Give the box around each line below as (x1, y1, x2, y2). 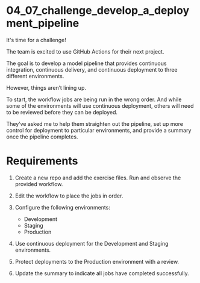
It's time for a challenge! (6, 36, 66, 43)
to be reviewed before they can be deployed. (6, 108, 118, 116)
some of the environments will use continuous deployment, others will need (6, 102, 194, 109)
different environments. (6, 72, 64, 79)
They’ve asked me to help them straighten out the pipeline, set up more (6, 120, 184, 127)
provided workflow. (14, 180, 63, 187)
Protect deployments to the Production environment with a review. (14, 258, 180, 265)
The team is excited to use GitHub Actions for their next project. (6, 48, 164, 55)
